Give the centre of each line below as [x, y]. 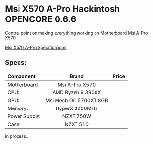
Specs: [16, 63]
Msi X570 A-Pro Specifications [36, 47]
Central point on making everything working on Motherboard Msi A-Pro [76, 33]
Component [21, 76]
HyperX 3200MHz [77, 108]
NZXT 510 [77, 124]
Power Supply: [24, 116]
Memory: [18, 108]
